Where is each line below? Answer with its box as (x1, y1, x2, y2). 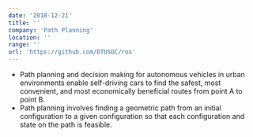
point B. (19, 95, 46, 104)
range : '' (8, 41, 41, 49)
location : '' (8, 33, 51, 42)
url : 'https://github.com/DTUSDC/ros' (8, 48, 136, 56)
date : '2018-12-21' (8, 11, 73, 20)
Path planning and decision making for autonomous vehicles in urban (19, 70, 245, 79)
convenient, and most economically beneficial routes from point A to (19, 87, 243, 95)
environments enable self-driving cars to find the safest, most (19, 78, 221, 87)
